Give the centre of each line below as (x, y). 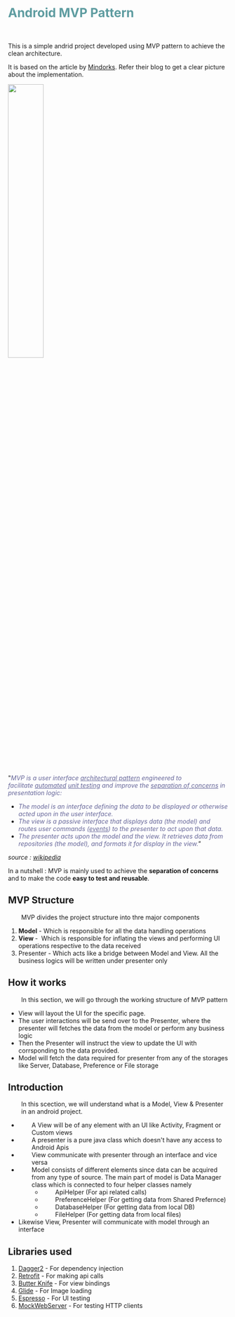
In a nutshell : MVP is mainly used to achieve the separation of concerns (113, 870)
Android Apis (50, 1147)
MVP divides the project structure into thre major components (110, 917)
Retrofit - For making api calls (61, 1276)
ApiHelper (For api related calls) (101, 1192)
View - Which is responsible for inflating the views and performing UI (119, 938)
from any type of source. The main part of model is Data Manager (126, 1177)
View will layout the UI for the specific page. (82, 1013)
